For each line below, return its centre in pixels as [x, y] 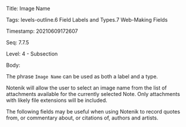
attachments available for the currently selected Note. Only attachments [93, 94]
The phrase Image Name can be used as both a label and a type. [82, 76]
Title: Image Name [28, 8]
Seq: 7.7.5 [18, 42]
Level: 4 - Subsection [32, 54]
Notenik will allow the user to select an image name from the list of [87, 88]
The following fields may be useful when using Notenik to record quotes [93, 111]
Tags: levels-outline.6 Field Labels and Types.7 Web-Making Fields [87, 20]
